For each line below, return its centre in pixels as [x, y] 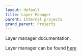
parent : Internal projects [34, 19]
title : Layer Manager [28, 15]
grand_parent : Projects [31, 24]
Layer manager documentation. [38, 38]
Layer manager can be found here [41, 48]
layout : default [22, 10]
